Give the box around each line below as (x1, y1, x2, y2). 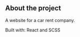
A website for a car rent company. (5, 17, 75, 23)
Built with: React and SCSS (5, 27, 60, 33)
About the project (5, 4, 61, 12)
